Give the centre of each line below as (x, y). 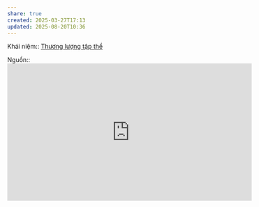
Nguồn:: (19, 60)
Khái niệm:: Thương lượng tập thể (55, 47)
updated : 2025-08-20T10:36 (46, 26)
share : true (24, 14)
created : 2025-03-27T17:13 (46, 20)
